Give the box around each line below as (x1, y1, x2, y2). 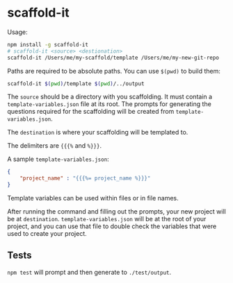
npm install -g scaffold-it (7, 41, 89, 48)
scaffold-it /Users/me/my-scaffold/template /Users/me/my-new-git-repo (7, 54, 219, 61)
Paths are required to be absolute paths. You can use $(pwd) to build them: (7, 67, 220, 75)
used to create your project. (7, 230, 87, 238)
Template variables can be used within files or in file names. (7, 194, 179, 203)
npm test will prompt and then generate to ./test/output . (7, 268, 172, 276)
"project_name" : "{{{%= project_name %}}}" (19, 175, 151, 182)
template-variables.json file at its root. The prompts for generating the (7, 100, 212, 108)
